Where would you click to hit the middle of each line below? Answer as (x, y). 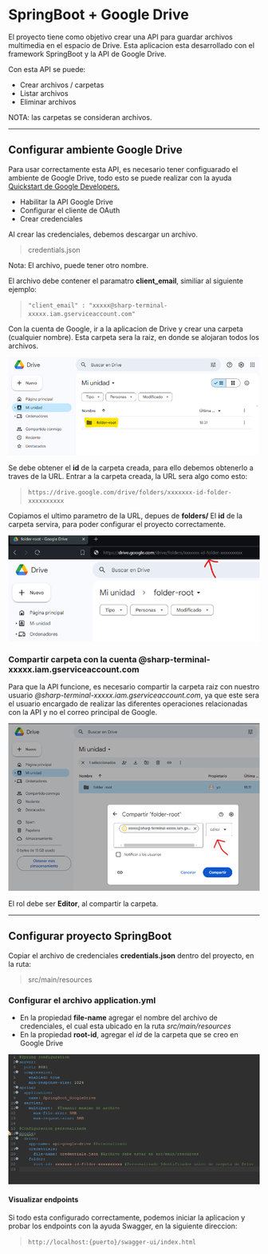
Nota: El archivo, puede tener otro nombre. (79, 265)
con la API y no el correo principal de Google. (83, 713)
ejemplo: (23, 289)
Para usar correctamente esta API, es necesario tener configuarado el (123, 169)
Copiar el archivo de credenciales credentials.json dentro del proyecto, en (131, 955)
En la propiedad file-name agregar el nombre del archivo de (118, 1017)
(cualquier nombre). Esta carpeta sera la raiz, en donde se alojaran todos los (134, 337)
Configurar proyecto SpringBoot (90, 936)
